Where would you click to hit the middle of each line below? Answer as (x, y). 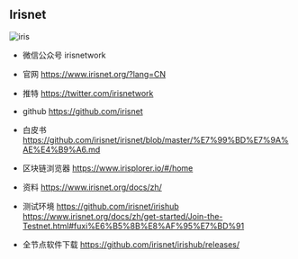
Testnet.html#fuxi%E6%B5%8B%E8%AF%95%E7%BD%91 (133, 226)
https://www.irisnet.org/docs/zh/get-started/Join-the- (122, 216)
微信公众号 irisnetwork (64, 55)
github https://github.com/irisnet (82, 111)
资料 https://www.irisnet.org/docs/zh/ (92, 187)
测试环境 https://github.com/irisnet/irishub (101, 206)
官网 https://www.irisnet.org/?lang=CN (94, 74)
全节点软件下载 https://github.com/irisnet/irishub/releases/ (131, 244)
